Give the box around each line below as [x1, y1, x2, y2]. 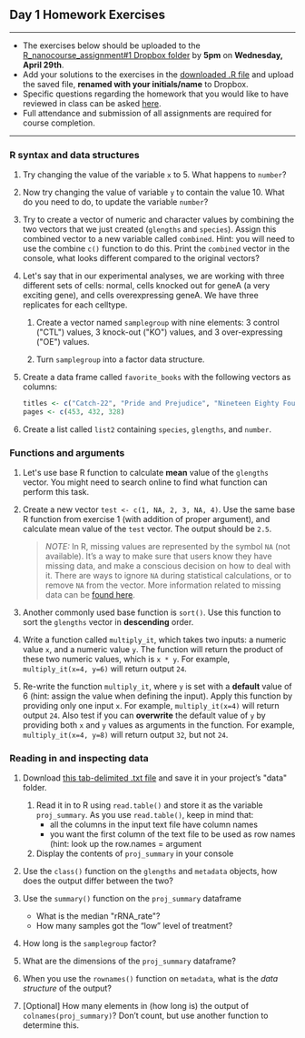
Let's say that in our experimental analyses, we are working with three [22, 270, 285, 281]
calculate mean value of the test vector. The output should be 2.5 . [22, 523, 272, 535]
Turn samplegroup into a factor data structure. [35, 354, 205, 365]
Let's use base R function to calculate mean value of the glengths [22, 468, 270, 479]
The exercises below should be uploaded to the [22, 40, 202, 51]
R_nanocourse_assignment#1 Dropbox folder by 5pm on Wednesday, [22, 49, 283, 60]
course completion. [22, 117, 95, 128]
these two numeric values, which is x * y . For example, [22, 654, 231, 665]
